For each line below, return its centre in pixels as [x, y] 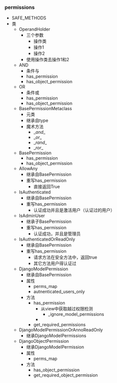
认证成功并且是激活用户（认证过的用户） [74, 210]
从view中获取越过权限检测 [67, 309]
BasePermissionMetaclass [45, 109]
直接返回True [47, 187]
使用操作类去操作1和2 [48, 60]
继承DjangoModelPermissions [56, 336]
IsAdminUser [32, 216]
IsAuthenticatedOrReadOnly [47, 239]
